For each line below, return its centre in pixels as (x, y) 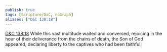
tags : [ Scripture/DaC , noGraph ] (39, 15)
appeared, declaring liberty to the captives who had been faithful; (74, 44)
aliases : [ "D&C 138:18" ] (31, 19)
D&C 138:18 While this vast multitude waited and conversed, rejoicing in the (84, 34)
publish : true (20, 10)
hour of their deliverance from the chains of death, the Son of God (74, 39)
